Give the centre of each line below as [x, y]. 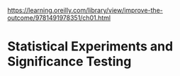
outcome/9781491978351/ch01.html [59, 18]
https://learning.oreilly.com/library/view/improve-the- [85, 10]
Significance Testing [69, 61]
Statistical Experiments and [90, 47]
